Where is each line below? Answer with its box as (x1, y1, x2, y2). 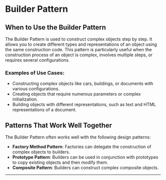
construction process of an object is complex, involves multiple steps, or (5, 52, 153, 58)
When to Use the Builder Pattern (5, 23, 106, 32)
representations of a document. (12, 107, 77, 113)
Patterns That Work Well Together (5, 121, 112, 129)
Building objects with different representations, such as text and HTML (12, 102, 156, 108)
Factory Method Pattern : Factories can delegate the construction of (12, 144, 152, 150)
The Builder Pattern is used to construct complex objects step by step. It (5, 36, 152, 42)
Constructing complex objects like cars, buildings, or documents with (12, 80, 154, 87)
